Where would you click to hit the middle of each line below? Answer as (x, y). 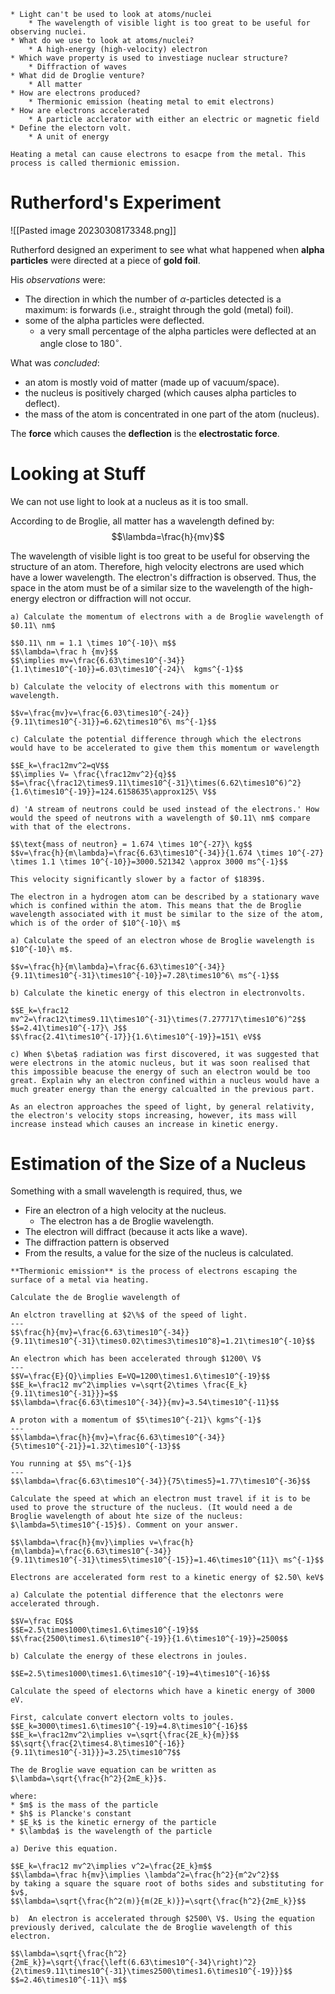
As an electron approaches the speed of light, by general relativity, (162, 1106)
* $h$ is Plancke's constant (71, 1814)
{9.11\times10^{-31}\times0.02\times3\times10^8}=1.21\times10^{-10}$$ (162, 1341)
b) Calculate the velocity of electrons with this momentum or (145, 686)
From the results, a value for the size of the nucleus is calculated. (159, 1253)
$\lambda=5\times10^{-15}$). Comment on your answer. (125, 1525)
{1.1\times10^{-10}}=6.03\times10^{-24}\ (98, 669)
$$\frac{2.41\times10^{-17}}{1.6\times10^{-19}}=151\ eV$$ (136, 1036)
